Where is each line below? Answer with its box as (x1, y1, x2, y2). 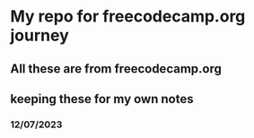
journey (10, 25, 70, 46)
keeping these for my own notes (10, 91, 194, 107)
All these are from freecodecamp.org (10, 61, 223, 76)
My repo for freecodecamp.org (10, 6, 246, 27)
